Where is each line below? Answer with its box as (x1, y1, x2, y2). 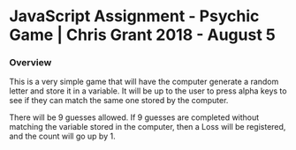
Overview (9, 56, 52, 69)
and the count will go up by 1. (9, 131, 117, 142)
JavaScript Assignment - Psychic (9, 6, 260, 26)
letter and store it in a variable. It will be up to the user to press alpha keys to (9, 86, 287, 96)
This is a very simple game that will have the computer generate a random (9, 77, 279, 87)
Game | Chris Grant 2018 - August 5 (9, 25, 276, 45)
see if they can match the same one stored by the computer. (9, 95, 229, 106)
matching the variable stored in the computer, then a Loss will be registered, (9, 122, 286, 132)
